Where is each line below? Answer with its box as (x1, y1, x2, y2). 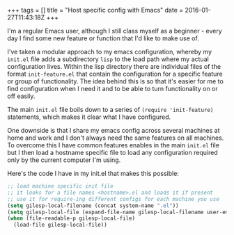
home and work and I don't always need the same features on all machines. (7, 133, 224, 142)
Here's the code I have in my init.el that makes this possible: (7, 170, 180, 177)
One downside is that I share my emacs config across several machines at (7, 127, 221, 134)
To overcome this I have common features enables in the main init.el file (7, 141, 219, 149)
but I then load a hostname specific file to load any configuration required (7, 149, 218, 156)
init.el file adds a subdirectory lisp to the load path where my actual (7, 55, 209, 63)
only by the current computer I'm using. (7, 156, 121, 164)
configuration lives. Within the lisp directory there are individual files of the (7, 63, 221, 70)
